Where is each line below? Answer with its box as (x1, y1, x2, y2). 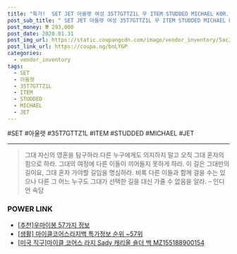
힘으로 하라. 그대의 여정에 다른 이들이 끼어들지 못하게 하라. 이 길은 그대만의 (24, 159, 230, 168)
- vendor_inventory (13, 56, 71, 64)
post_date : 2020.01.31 (7, 30, 74, 37)
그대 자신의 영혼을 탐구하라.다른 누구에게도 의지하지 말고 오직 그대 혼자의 (24, 150, 224, 159)
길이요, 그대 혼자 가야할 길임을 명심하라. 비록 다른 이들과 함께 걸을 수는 (24, 168, 219, 176)
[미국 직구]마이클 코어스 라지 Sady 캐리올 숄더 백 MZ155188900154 (17, 238, 205, 247)
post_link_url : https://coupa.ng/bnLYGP (7, 43, 128, 50)
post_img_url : (7, 37, 49, 44)
